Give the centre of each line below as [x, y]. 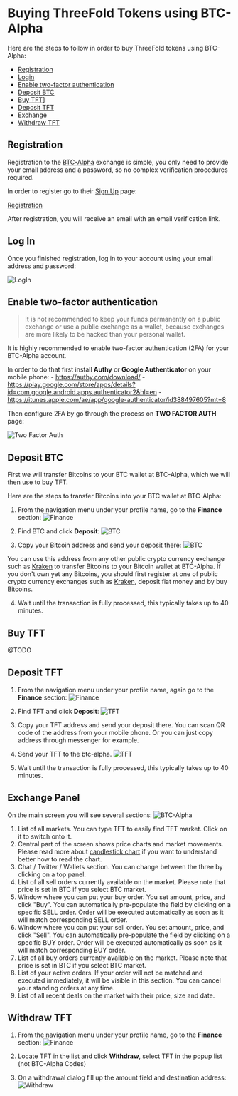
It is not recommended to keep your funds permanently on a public [123, 319]
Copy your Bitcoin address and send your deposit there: [99, 545]
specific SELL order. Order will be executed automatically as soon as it [120, 912]
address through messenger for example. [78, 740]
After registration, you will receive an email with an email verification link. [114, 218]
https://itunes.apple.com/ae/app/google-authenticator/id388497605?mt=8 [117, 400]
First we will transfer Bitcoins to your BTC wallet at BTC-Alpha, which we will [119, 475]
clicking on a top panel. [52, 874]
